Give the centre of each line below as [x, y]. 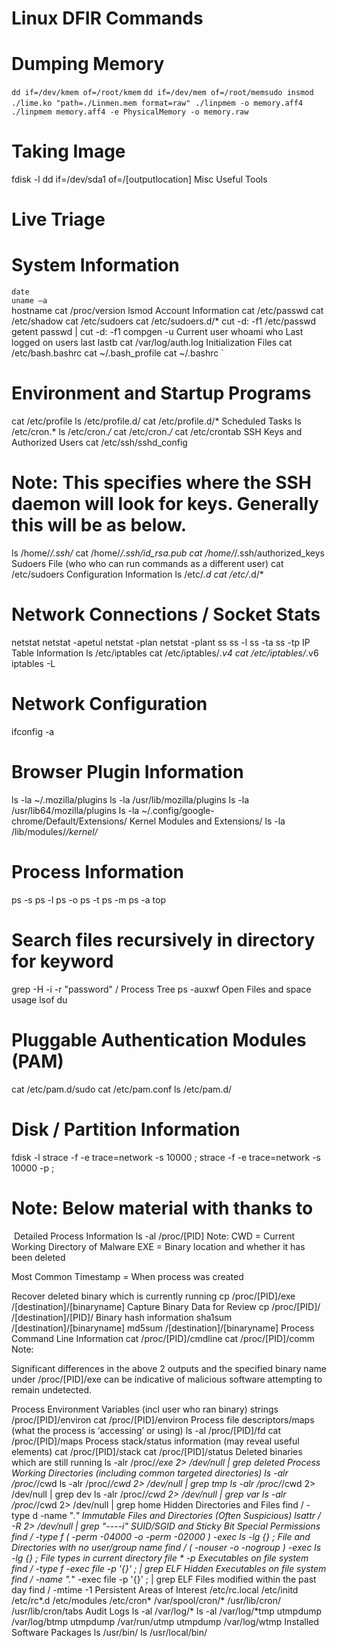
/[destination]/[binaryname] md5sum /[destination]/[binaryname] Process [163, 1328]
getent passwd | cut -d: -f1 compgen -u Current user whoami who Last [157, 332]
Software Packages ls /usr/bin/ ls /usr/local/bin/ [109, 1632]
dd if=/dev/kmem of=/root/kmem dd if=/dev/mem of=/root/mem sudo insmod [162, 93]
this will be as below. [99, 525]
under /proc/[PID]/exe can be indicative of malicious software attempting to [167, 1379]
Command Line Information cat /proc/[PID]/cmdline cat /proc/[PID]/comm [163, 1338]
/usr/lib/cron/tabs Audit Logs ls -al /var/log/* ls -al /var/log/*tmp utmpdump [167, 1611]
